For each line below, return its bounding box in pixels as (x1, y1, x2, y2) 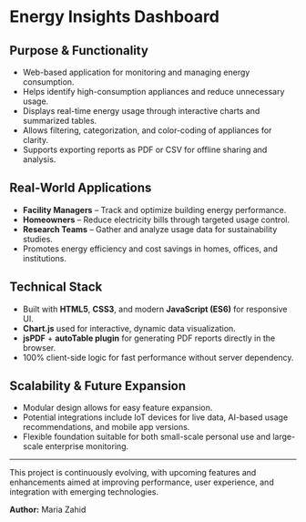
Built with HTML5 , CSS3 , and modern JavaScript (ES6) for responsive (22, 303, 289, 314)
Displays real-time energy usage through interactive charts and (22, 106, 260, 116)
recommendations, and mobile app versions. (22, 422, 190, 433)
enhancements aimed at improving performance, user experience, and (9, 476, 275, 488)
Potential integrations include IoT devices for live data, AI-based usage (22, 412, 289, 423)
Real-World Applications (9, 180, 152, 196)
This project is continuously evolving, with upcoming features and (9, 467, 257, 478)
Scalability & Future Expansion (9, 378, 187, 394)
